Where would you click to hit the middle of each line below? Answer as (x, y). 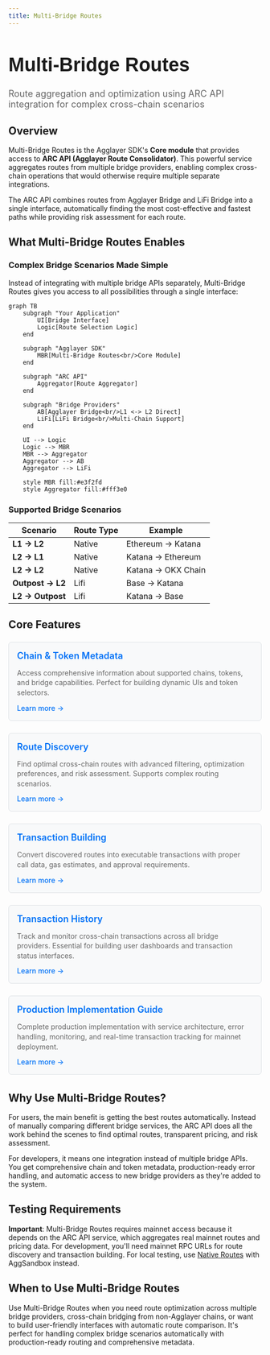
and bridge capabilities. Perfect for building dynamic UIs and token (128, 683)
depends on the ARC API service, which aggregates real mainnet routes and (134, 1237)
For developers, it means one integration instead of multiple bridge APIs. (128, 1159)
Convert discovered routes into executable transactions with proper (129, 855)
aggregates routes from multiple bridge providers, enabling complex (121, 167)
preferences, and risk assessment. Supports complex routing (118, 774)
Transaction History (60, 919)
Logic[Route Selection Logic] (88, 327)
